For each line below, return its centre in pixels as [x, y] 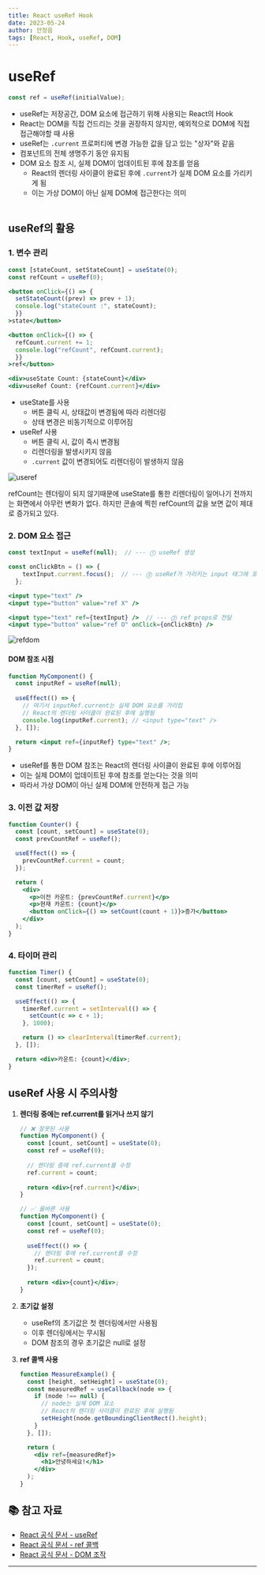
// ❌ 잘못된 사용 [44, 1128]
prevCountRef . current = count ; [74, 861]
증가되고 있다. [37, 513]
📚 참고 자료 [35, 1511]
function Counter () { [44, 824]
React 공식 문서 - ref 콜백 [59, 1544]
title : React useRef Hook [50, 15]
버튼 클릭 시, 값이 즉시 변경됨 [75, 442]
